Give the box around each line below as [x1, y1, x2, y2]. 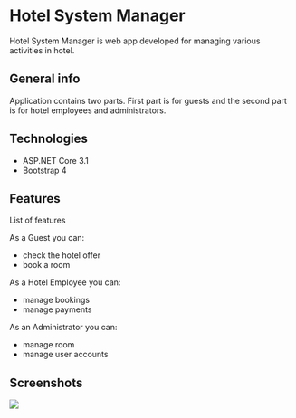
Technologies [9, 131, 89, 147]
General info [9, 71, 81, 87]
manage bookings [22, 295, 91, 306]
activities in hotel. [9, 44, 75, 55]
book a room [22, 260, 71, 271]
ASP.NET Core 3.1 [22, 155, 89, 166]
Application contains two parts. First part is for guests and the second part [9, 95, 288, 106]
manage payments [22, 304, 92, 315]
